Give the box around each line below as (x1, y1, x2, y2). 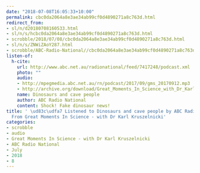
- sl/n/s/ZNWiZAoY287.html (6, 42, 73, 48)
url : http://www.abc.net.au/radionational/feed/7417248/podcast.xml (17, 64, 190, 70)
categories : (6, 119, 36, 125)
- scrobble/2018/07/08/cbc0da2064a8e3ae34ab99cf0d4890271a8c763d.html (6, 36, 185, 42)
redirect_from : (6, 20, 44, 26)
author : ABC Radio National (17, 97, 86, 103)
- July (6, 147, 23, 153)
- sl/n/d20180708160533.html (6, 25, 79, 32)
